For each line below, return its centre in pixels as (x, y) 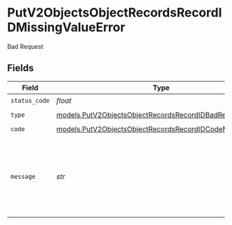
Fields (21, 68)
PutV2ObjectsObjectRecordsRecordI (115, 13)
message (23, 176)
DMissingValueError (66, 27)
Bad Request (25, 46)
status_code (30, 101)
